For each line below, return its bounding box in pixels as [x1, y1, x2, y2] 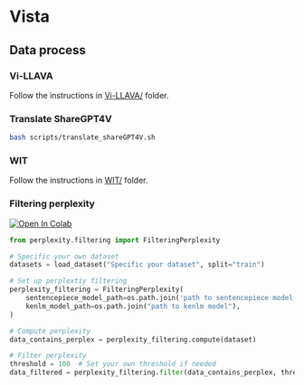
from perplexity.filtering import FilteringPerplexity [9, 235, 221, 245]
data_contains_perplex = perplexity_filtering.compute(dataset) [9, 334, 257, 344]
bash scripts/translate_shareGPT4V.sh [9, 133, 156, 142]
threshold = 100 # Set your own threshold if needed [9, 360, 217, 369]
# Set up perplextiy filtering [9, 277, 128, 286]
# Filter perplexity [9, 351, 88, 361]
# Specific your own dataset [9, 251, 119, 261]
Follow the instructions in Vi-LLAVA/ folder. [9, 89, 169, 100]
